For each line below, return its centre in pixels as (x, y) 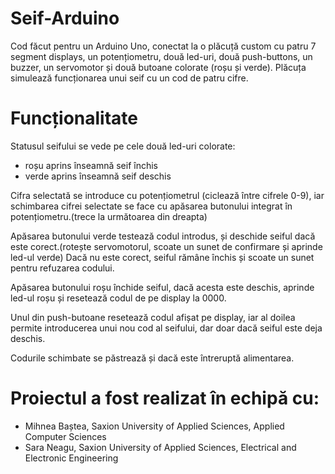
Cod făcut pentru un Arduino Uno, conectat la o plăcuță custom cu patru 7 (163, 46)
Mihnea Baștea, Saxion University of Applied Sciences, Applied (154, 426)
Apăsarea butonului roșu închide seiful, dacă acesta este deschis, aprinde (162, 287)
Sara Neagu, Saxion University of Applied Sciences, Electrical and (160, 447)
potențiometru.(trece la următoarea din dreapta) (109, 216)
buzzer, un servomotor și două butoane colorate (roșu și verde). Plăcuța (158, 67)
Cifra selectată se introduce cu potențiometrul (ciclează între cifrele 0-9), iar (167, 195)
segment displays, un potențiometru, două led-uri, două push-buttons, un (161, 56)
